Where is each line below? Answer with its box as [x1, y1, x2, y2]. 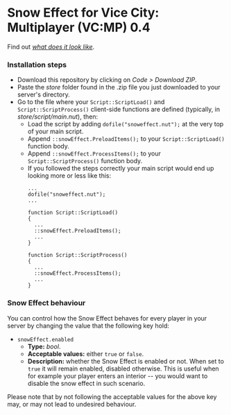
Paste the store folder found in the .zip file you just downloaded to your [17, 83, 221, 92]
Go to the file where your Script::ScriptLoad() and [17, 98, 165, 106]
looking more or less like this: [27, 171, 112, 180]
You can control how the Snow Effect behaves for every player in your [7, 314, 207, 322]
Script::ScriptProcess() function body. [27, 157, 143, 165]
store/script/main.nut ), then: [17, 112, 99, 121]
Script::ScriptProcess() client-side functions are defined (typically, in [17, 105, 221, 114]
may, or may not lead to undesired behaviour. [7, 400, 137, 408]
